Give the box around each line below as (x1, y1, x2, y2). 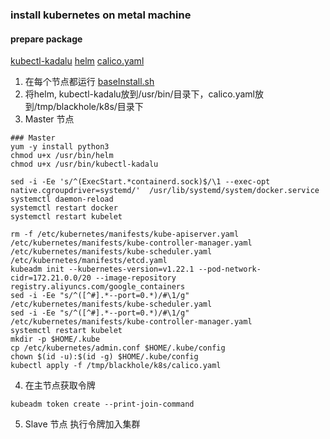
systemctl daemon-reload (10, 194, 114, 205)
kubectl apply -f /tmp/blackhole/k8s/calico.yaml (10, 361, 222, 371)
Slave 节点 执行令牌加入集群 (24, 418, 141, 430)
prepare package (10, 33, 83, 45)
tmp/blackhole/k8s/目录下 (36, 101, 144, 113)
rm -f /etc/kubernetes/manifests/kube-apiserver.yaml (10, 229, 240, 240)
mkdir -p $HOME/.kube (10, 334, 101, 345)
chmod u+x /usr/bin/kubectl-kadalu (10, 159, 159, 170)
